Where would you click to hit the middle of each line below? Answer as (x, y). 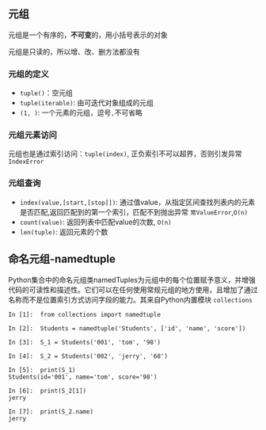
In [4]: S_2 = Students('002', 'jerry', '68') (88, 356)
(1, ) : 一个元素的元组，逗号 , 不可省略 (81, 112)
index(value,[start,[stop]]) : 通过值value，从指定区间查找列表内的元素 (137, 202)
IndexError (26, 162)
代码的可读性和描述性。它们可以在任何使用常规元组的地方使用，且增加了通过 (133, 289)
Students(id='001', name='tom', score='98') (83, 377)
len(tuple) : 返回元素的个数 (64, 231)
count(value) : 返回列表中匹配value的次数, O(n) (95, 222)
